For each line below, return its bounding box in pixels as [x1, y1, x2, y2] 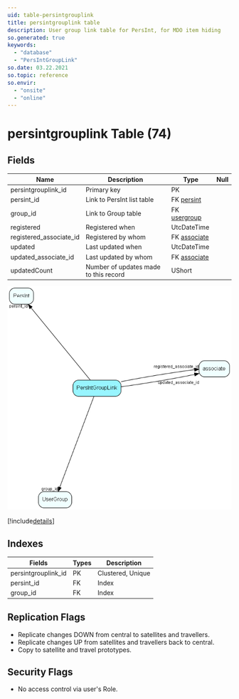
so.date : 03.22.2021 [7, 64, 69, 71]
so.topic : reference [7, 71, 69, 78]
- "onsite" [14, 86, 46, 94]
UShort [171, 266, 192, 275]
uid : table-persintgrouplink [7, 11, 94, 19]
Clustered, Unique [97, 568, 151, 577]
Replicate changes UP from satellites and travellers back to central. [17, 638, 215, 646]
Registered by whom [85, 233, 146, 241]
